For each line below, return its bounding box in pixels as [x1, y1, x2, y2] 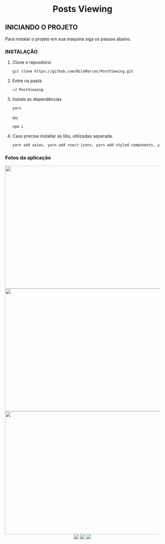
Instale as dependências [12, 96, 62, 102]
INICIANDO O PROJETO [5, 23, 78, 31]
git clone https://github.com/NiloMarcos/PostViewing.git [12, 69, 134, 74]
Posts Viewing [52, 3, 113, 15]
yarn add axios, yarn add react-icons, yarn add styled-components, [12, 143, 156, 147]
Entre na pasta [12, 78, 42, 84]
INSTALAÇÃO [5, 48, 38, 55]
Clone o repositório [12, 59, 52, 65]
